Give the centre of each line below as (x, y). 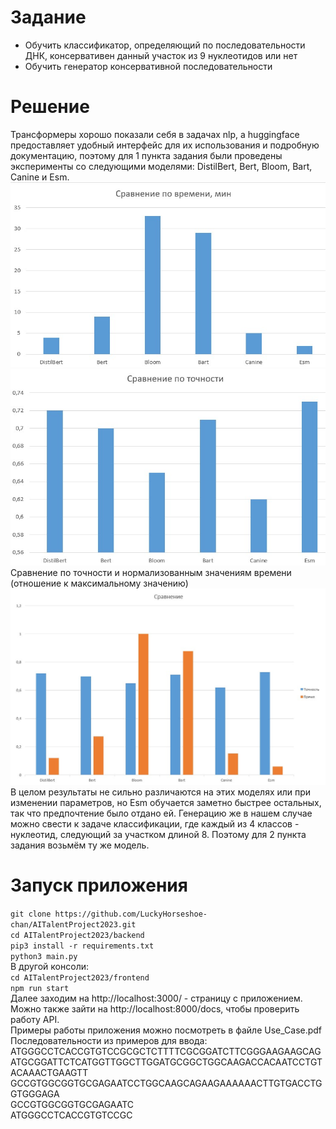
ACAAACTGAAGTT (49, 1072)
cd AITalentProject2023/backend (77, 935)
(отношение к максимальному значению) (99, 583)
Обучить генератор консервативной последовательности (148, 66)
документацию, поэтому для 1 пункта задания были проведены (146, 155)
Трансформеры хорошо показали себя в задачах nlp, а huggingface (155, 134)
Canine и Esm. (40, 177)
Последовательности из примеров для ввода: (109, 1040)
